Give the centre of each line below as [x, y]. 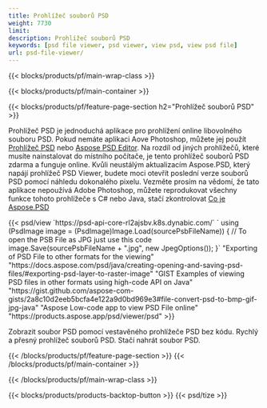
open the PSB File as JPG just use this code [80, 240]
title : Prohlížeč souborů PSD [59, 16]
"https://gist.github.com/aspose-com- [71, 290]
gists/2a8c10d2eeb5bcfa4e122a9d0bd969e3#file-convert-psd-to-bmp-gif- [133, 299]
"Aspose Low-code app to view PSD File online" [119, 308]
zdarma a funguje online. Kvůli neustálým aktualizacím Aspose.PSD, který [129, 164]
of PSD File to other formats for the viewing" [81, 256]
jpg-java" [24, 308]
